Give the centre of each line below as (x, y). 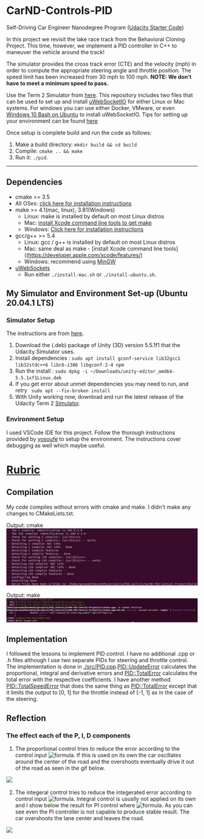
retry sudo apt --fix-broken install (63, 390)
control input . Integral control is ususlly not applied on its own (105, 799)
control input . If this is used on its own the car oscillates (98, 755)
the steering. (22, 699)
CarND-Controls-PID (59, 11)
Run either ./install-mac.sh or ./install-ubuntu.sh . (90, 274)
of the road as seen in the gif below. (60, 768)
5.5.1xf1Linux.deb (38, 378)
